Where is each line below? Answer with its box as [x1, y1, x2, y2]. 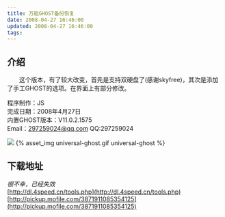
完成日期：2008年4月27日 [7, 107, 81, 116]
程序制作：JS [7, 99, 44, 107]
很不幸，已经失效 [7, 179, 55, 188]
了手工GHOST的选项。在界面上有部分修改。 [7, 84, 131, 92]
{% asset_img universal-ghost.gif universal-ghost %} [15, 139, 166, 147]
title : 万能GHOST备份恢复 [7, 10, 75, 17]
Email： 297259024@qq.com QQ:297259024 [7, 125, 134, 133]
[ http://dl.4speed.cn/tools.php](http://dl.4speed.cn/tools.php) [7, 188, 181, 196]
